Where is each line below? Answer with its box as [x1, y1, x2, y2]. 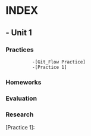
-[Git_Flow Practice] [32, 59, 86, 65]
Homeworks [5, 78, 42, 86]
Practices [5, 46, 34, 54]
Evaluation [5, 94, 37, 102]
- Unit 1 [5, 28, 32, 38]
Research [5, 110, 34, 119]
